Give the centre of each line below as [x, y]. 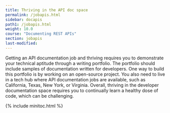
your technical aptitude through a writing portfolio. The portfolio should [80, 63]
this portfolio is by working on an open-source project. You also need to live [85, 74]
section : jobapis [24, 39]
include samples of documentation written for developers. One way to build [85, 69]
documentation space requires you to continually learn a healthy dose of [82, 91]
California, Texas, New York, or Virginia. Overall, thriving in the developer [82, 85]
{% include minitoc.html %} [34, 106]
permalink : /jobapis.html [33, 15]
